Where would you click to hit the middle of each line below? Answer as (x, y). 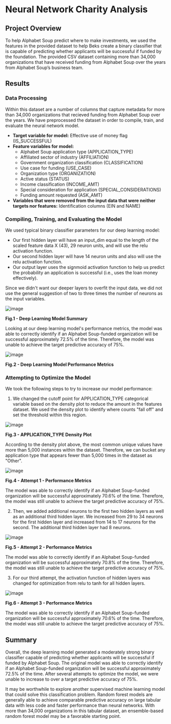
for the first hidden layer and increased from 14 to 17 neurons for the (84, 522)
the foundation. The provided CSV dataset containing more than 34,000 (81, 57)
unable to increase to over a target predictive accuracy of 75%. (72, 679)
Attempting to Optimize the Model (48, 378)
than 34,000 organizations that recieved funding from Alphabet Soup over (83, 115)
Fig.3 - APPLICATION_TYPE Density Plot (49, 435)
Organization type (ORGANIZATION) (58, 173)
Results (18, 83)
